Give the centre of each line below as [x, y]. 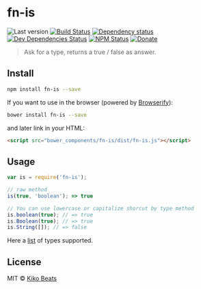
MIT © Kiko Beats [32, 279]
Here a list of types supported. [50, 240]
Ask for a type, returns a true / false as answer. [90, 52]
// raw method [27, 190]
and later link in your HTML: [46, 128]
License [24, 262]
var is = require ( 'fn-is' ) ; [47, 178]
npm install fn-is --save [44, 89]
